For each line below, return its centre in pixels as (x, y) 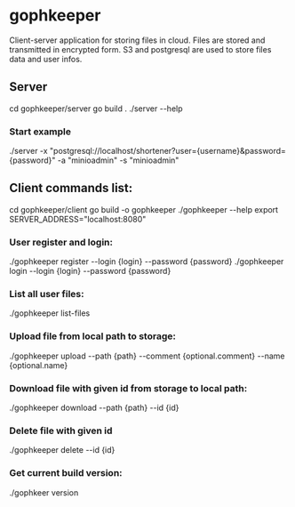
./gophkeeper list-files (50, 313)
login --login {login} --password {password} (90, 271)
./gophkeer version (44, 492)
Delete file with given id (61, 431)
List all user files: (47, 294)
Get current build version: (66, 473)
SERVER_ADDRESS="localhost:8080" (78, 219)
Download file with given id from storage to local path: (128, 388)
